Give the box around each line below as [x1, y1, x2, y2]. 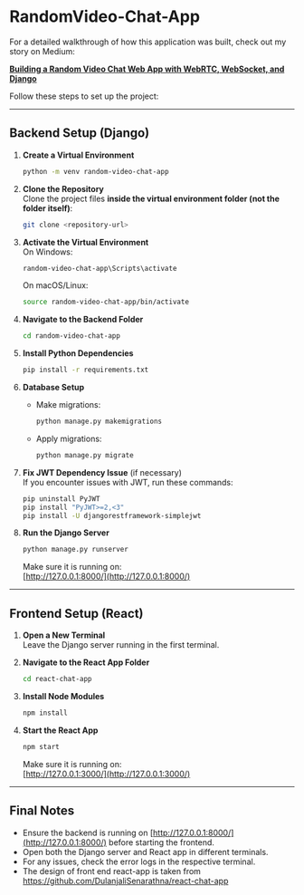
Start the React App [22, 725, 99, 736]
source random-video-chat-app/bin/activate [22, 297, 190, 307]
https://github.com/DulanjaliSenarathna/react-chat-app [22, 875, 229, 886]
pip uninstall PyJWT [22, 494, 100, 504]
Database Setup [22, 382, 85, 392]
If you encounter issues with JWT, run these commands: [22, 476, 233, 487]
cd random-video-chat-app [22, 332, 120, 341]
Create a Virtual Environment [22, 149, 135, 160]
